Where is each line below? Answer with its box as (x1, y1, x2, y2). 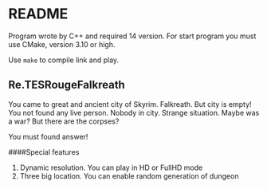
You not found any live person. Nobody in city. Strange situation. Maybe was (8, 108, 260, 117)
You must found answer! (8, 132, 88, 141)
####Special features (8, 147, 80, 156)
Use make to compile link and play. (8, 55, 120, 65)
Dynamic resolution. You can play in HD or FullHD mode (19, 163, 203, 172)
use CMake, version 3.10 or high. (8, 39, 116, 49)
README (8, 5, 69, 23)
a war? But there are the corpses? (8, 116, 120, 126)
